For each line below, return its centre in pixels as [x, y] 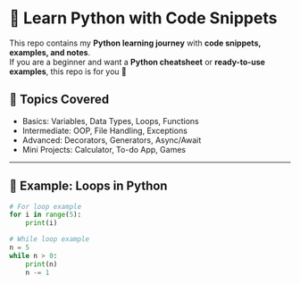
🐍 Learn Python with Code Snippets [143, 18]
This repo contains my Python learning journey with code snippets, [135, 43]
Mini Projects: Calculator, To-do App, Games [104, 149]
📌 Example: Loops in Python [88, 186]
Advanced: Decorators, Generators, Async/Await [112, 140]
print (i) [42, 223]
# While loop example [50, 239]
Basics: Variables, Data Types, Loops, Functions [110, 121]
